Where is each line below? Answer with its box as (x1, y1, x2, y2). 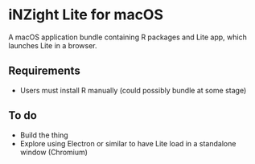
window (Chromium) (19, 147, 88, 157)
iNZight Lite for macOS (8, 6, 163, 24)
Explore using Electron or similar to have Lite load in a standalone (19, 138, 236, 148)
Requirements (8, 64, 80, 78)
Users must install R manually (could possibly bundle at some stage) (19, 85, 247, 95)
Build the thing (19, 130, 68, 140)
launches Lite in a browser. (8, 40, 98, 50)
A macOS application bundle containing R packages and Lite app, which (8, 32, 247, 42)
